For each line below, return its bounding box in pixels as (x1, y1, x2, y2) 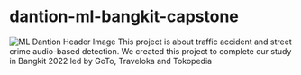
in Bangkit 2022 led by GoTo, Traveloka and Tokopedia (9, 55, 213, 66)
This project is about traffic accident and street (117, 36, 293, 47)
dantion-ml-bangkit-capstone (9, 6, 239, 27)
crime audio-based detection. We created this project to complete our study (9, 45, 292, 56)
